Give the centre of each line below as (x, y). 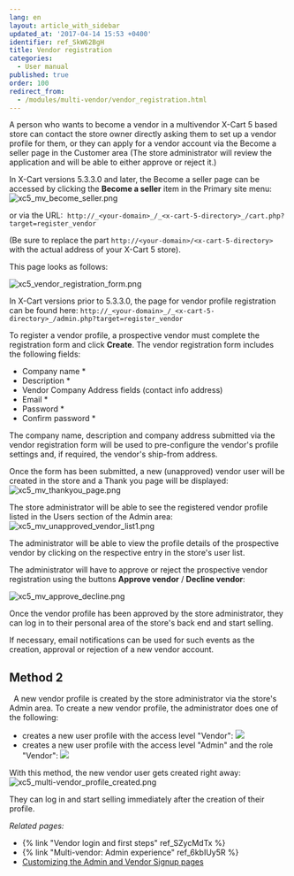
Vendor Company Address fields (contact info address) (122, 390)
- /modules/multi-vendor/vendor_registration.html (112, 100)
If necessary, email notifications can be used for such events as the (132, 640)
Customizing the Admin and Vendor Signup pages (113, 862)
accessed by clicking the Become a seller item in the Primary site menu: (140, 189)
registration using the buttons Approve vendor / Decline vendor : (127, 580)
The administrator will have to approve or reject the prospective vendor (139, 570)
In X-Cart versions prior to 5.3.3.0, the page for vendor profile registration (143, 301)
